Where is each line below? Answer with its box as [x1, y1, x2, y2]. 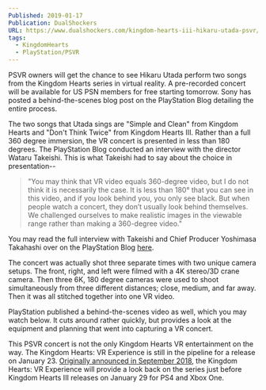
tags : [8, 33, 26, 42]
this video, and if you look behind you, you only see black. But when [27, 193, 250, 203]
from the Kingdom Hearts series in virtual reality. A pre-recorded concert [8, 78, 246, 88]
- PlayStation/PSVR [15, 48, 80, 56]
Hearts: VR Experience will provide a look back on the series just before [8, 365, 242, 373]
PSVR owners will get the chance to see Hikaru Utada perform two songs [8, 71, 247, 79]
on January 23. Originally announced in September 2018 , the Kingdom [8, 356, 237, 365]
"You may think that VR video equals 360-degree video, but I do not [27, 177, 249, 186]
